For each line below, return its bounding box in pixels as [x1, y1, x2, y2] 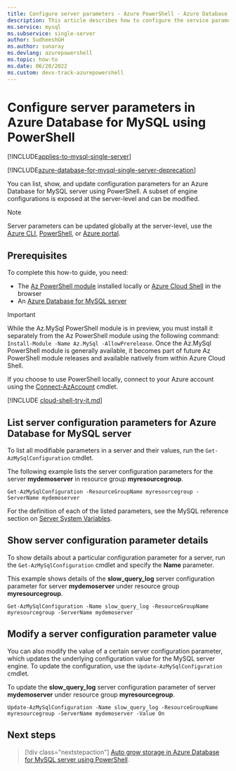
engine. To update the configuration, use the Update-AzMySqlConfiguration [7, 661, 223, 670]
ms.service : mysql [7, 23, 61, 30]
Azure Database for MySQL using [7, 114, 206, 130]
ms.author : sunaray [7, 43, 65, 50]
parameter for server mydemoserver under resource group [7, 581, 180, 590]
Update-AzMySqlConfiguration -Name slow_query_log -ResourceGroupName [7, 704, 218, 711]
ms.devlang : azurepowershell [7, 50, 93, 57]
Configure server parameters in [7, 99, 195, 115]
